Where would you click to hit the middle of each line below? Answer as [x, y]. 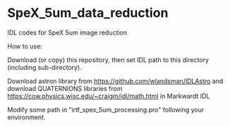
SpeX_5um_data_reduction [88, 13]
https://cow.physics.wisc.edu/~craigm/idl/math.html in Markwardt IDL [109, 96]
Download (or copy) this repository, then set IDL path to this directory [108, 60]
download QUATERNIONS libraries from [65, 88]
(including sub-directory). [45, 67]
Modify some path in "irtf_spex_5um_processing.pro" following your [106, 109]
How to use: [25, 46]
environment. [26, 117]
